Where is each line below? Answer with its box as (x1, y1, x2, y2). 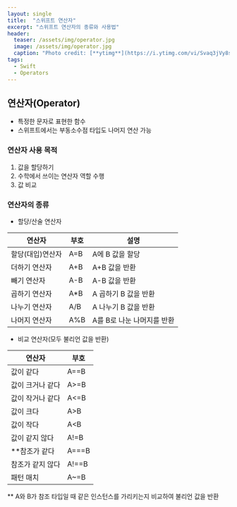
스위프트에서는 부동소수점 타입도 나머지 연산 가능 (17, 126, 152, 135)
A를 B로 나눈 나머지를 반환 (92, 315, 175, 325)
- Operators (13, 69, 49, 76)
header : (7, 30, 30, 37)
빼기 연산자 (11, 276, 46, 286)
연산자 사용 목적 (7, 145, 58, 155)
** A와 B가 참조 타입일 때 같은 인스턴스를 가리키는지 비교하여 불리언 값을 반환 (7, 491, 219, 501)
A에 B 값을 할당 (92, 249, 140, 259)
